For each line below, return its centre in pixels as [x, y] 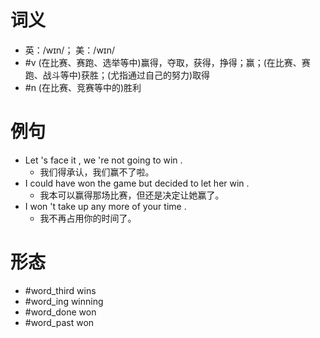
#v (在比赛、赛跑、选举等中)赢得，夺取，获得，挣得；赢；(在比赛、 [163, 62]
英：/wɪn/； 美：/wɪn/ [69, 50]
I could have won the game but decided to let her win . [137, 183]
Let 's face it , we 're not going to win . [103, 160]
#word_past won [59, 322]
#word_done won [60, 312]
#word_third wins [60, 290]
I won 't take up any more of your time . [105, 206]
